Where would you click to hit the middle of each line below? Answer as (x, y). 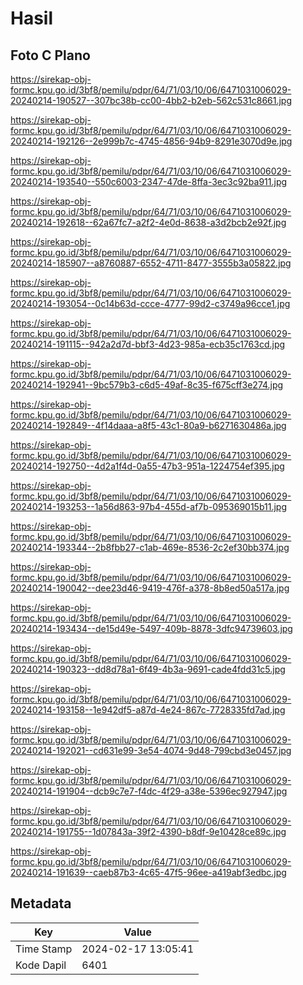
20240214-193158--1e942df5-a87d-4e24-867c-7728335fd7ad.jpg (148, 710)
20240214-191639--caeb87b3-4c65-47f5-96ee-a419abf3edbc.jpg (148, 872)
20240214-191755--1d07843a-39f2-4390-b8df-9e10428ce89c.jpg (148, 831)
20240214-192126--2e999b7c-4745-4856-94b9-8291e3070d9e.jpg (151, 141)
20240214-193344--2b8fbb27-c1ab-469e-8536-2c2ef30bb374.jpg (150, 547)
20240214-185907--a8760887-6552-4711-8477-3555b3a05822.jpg (151, 263)
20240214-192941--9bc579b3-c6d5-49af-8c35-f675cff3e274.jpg (147, 385)
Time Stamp (44, 949)
